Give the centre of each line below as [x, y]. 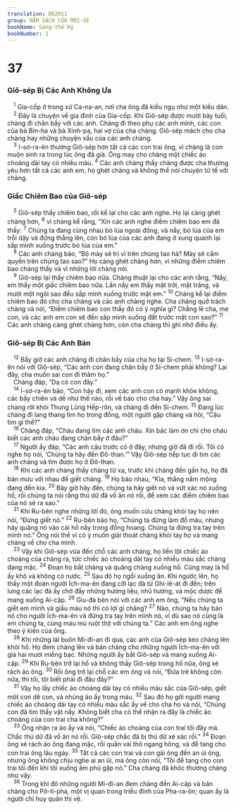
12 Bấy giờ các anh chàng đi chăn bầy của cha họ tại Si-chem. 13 [107, 359]
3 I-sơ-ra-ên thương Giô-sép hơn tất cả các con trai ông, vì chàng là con [118, 146]
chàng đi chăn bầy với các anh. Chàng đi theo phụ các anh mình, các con [114, 123]
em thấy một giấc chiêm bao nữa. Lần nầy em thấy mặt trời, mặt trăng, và [113, 285]
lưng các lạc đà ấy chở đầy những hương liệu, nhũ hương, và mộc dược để [115, 591]
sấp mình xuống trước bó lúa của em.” [62, 245]
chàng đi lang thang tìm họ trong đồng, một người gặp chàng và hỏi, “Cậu [114, 414]
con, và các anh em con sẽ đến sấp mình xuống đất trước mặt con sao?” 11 [115, 317]
